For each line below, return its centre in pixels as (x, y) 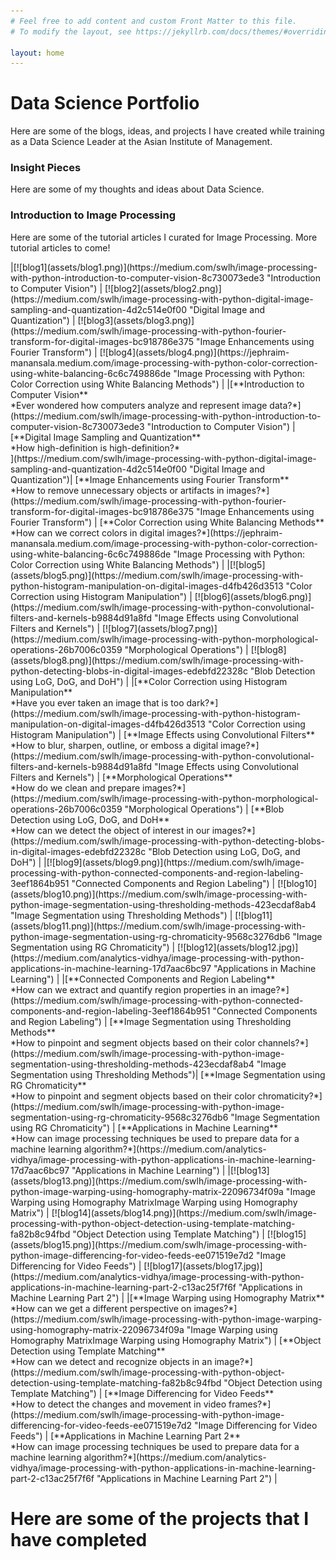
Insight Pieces (46, 168)
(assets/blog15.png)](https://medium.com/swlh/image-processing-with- (159, 1244)
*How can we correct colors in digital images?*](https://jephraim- (146, 532)
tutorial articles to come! (60, 247)
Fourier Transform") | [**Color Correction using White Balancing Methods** (167, 522)
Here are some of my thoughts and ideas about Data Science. (137, 189)
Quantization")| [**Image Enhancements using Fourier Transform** (150, 479)
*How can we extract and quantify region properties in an (129, 989)
